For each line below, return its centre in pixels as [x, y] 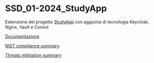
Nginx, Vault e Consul [27, 27]
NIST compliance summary [32, 46]
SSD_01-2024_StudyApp [56, 8]
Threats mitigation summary [33, 55]
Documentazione [22, 36]
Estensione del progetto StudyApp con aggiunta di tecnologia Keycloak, [77, 22]
